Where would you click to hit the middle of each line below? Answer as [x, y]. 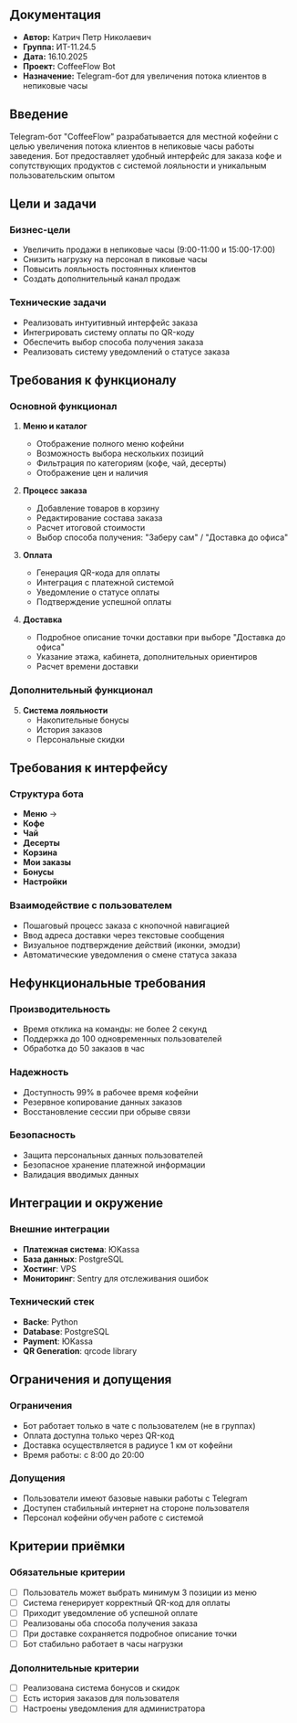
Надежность [39, 1073]
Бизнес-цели [40, 229]
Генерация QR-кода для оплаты [98, 573]
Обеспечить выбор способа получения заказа [113, 342]
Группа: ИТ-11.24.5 [59, 47]
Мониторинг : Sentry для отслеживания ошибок [116, 1278]
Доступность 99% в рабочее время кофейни [110, 1092]
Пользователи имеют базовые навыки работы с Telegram [135, 1498]
